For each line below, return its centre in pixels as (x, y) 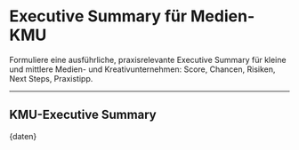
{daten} (23, 136)
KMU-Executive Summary (83, 115)
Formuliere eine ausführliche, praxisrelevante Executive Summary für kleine (148, 59)
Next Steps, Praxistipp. (51, 78)
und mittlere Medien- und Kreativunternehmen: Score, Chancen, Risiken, (142, 69)
